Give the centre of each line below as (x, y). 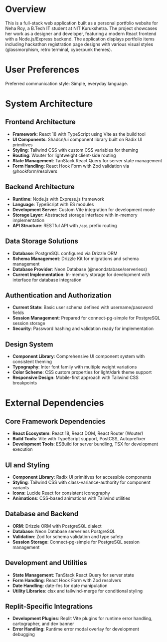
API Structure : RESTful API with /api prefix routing (65, 225)
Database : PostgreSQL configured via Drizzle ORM (65, 253)
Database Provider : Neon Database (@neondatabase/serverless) (80, 269)
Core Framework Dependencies (55, 421)
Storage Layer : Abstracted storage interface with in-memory (75, 215)
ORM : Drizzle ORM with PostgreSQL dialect (57, 526)
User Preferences (42, 70)
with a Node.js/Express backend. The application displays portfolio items (80, 39)
